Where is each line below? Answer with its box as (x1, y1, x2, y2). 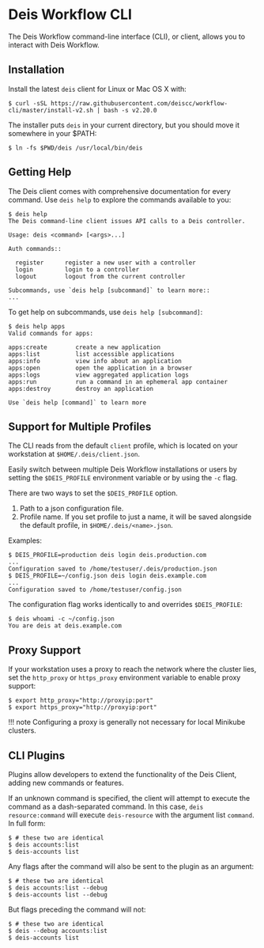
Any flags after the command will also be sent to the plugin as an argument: (8, 862, 255, 871)
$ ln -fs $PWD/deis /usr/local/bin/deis (8, 144, 144, 152)
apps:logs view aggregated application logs (8, 370, 190, 379)
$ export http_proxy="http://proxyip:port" (8, 696, 154, 705)
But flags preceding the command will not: (8, 904, 146, 914)
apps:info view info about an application (8, 357, 182, 365)
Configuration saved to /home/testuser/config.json (8, 586, 182, 594)
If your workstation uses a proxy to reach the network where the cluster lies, (8, 665, 257, 674)
